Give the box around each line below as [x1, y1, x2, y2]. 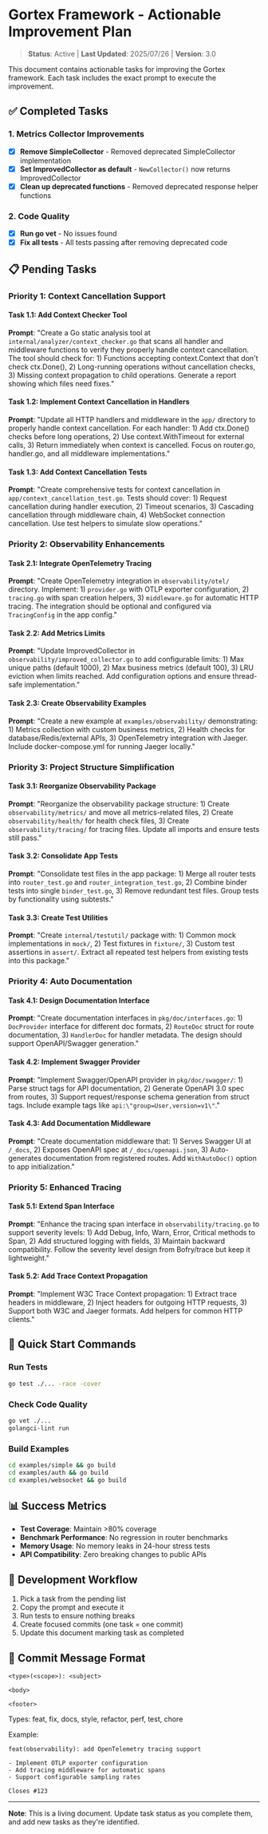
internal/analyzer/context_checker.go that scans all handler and [8, 336, 223, 346]
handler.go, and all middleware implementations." [8, 449, 171, 458]
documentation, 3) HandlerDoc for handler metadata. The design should [8, 1030, 242, 1040]
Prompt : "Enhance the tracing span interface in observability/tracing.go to [8, 1219, 260, 1229]
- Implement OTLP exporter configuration [8, 1759, 148, 1768]
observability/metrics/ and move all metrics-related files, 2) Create [8, 807, 234, 817]
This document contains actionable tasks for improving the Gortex [8, 64, 226, 73]
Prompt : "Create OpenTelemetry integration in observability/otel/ [8, 576, 230, 586]
